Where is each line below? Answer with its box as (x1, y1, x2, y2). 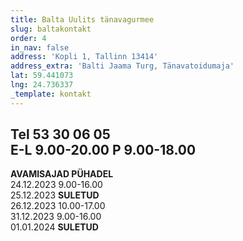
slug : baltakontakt (10, 24, 92, 34)
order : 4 (10, 33, 47, 43)
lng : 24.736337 (10, 80, 74, 90)
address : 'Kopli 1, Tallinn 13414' (10, 52, 159, 62)
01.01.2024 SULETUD (10, 221, 99, 233)
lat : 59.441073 (10, 71, 74, 81)
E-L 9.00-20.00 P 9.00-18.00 (10, 142, 197, 159)
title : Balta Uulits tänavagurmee (10, 14, 155, 25)
